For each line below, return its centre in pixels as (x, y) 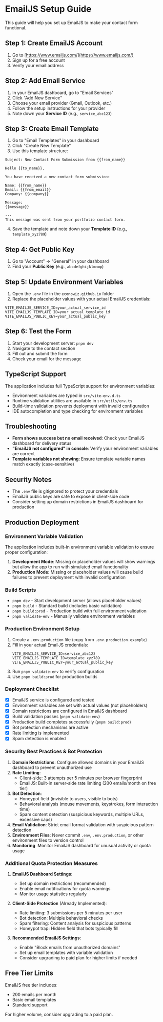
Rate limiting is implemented (41, 733)
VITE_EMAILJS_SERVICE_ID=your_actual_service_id (55, 308)
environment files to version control (48, 840)
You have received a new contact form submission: (58, 177)
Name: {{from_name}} (26, 186)
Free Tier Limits (29, 973)
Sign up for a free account (38, 60)
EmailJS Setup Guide (48, 9)
